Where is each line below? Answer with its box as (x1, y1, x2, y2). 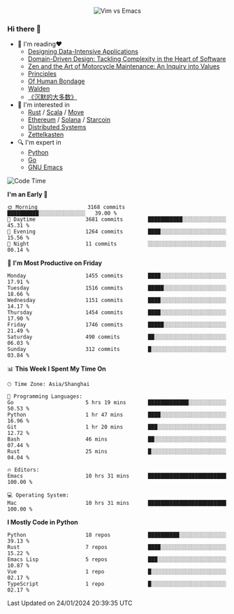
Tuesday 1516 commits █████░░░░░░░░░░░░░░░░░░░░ (7, 285, 227, 292)
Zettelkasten (27, 130, 64, 139)
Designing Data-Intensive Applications (27, 48, 138, 56)
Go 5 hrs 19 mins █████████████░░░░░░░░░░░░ (7, 399, 227, 406)
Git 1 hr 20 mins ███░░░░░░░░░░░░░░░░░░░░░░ (7, 424, 227, 431)
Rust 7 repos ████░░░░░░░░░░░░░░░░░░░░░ (7, 544, 227, 551)
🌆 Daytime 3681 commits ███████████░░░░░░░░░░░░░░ (7, 216, 227, 223)
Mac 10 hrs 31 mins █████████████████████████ (7, 500, 227, 507)
